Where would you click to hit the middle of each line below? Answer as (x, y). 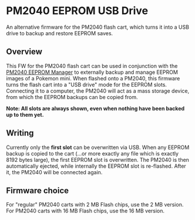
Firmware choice (38, 190)
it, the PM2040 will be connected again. (54, 172)
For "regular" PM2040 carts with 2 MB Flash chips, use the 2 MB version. (95, 205)
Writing (20, 133)
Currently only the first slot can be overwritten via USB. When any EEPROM (98, 147)
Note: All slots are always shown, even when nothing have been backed (95, 108)
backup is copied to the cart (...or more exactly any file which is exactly (93, 153)
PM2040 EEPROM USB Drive (77, 11)
